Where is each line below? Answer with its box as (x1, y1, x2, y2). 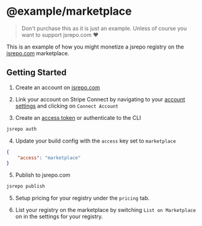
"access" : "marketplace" (17, 155, 81, 161)
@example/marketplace (6, 4, 132, 18)
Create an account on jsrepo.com (15, 84, 100, 91)
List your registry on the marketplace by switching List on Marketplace (15, 206, 196, 214)
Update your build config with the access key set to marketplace (15, 137, 176, 144)
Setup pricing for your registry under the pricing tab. (15, 195, 150, 202)
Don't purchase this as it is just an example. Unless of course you (21, 25, 187, 32)
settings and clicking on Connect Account (15, 102, 118, 109)
